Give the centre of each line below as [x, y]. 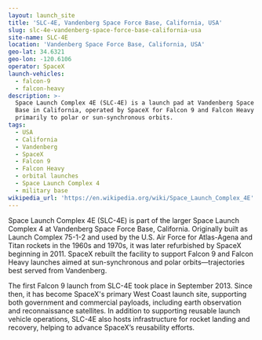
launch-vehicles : [36, 74]
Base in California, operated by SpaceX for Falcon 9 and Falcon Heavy [135, 111]
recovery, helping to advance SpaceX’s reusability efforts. [101, 327]
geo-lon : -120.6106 [40, 60]
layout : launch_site [42, 15]
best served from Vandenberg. [58, 270]
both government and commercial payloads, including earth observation [125, 302]
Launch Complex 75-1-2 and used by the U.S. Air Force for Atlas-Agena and [131, 237]
